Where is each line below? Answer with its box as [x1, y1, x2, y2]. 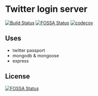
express [12, 58, 29, 64]
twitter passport [12, 47, 46, 53]
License [5, 72, 30, 81]
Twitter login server [5, 3, 88, 15]
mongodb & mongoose [12, 52, 59, 58]
